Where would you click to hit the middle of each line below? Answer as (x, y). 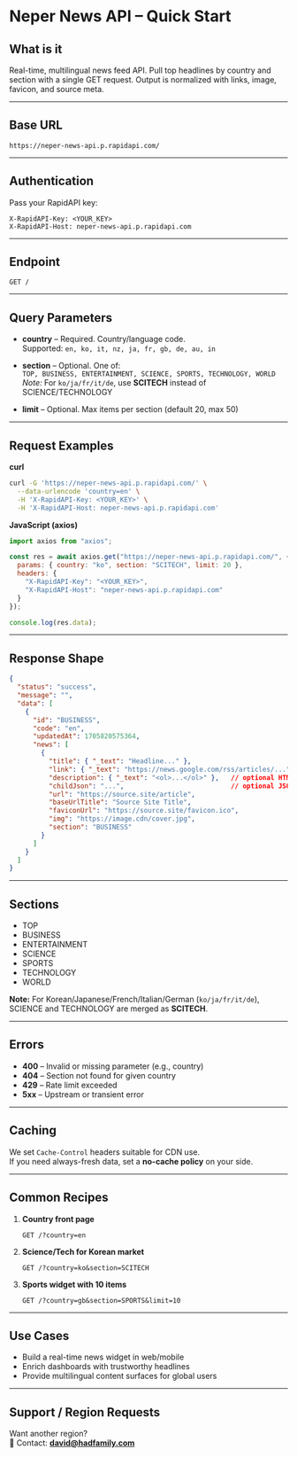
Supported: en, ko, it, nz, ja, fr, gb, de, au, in (119, 348)
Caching (33, 1130)
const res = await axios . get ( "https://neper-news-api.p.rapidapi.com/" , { (150, 557)
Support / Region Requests (85, 1412)
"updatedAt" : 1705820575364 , (86, 736)
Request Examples (61, 445)
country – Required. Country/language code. (103, 339)
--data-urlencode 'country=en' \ (79, 491)
